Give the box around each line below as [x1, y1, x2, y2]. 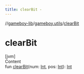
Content [5, 59, 21, 64]
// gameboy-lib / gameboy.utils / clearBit [5, 20, 79, 26]
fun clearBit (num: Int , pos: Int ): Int [5, 63, 72, 69]
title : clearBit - [5, 7, 42, 12]
